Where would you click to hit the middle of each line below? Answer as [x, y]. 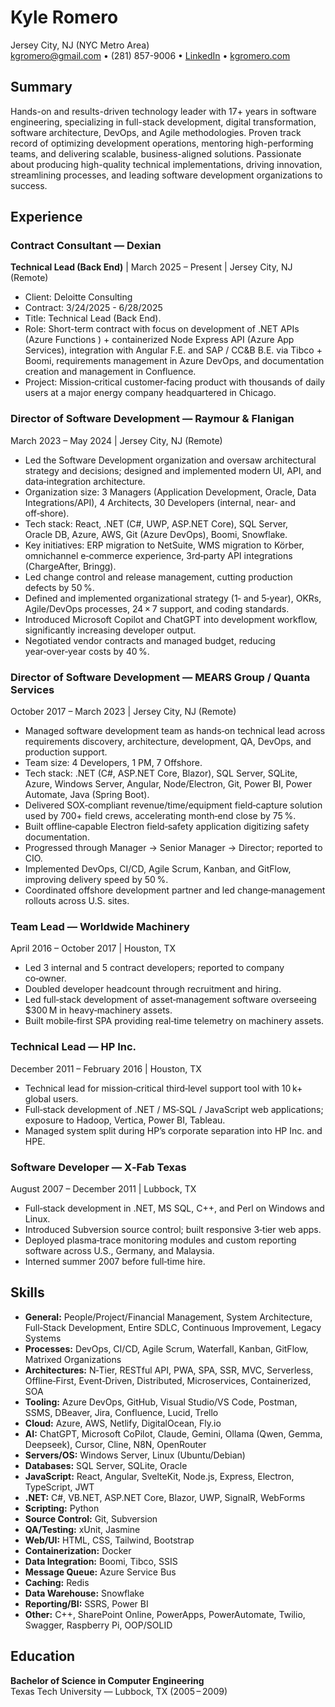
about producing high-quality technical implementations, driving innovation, [166, 164]
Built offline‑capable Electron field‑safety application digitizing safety [167, 827]
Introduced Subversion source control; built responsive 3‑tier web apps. [173, 1229]
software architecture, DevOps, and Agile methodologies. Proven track [156, 132]
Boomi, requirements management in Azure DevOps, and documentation [174, 361]
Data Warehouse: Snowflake [84, 1593]
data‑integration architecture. [85, 481]
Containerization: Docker [78, 1550]
